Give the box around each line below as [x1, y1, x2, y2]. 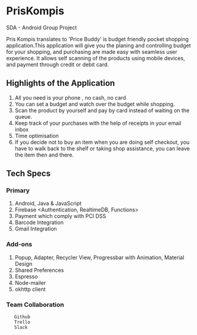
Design [14, 260, 33, 267]
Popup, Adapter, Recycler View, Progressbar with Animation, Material [14, 254, 185, 261]
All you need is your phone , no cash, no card [14, 94, 126, 101]
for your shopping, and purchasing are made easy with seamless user [6, 48, 177, 55]
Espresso [14, 273, 38, 280]
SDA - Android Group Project [6, 24, 77, 31]
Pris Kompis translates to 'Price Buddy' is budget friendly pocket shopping [6, 35, 189, 42]
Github [14, 314, 31, 320]
